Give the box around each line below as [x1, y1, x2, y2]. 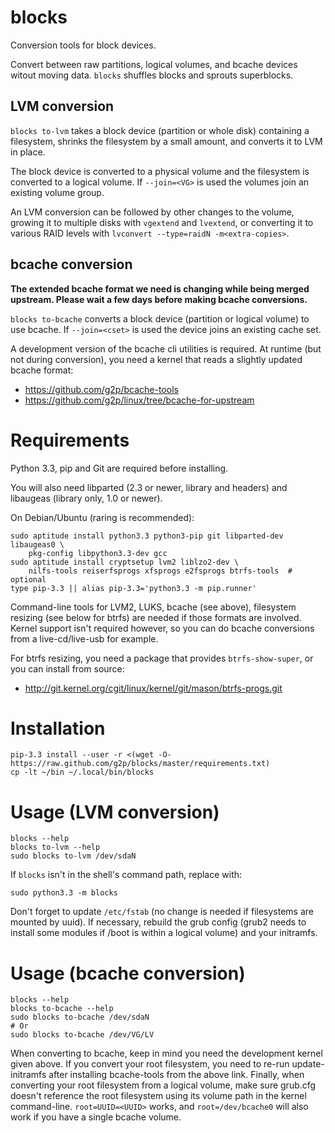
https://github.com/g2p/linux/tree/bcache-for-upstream [24, 394, 255, 406]
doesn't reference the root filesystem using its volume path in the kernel [10, 1090, 307, 1102]
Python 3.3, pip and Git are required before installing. [10, 462, 229, 474]
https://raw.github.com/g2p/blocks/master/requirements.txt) [10, 759, 271, 769]
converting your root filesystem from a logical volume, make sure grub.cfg [10, 1079, 317, 1091]
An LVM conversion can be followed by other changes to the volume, [10, 206, 295, 218]
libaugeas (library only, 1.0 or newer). [10, 492, 163, 504]
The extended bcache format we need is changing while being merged [10, 282, 310, 295]
